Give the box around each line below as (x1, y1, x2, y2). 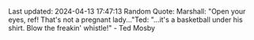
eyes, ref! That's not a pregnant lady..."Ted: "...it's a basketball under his (8, 15, 243, 24)
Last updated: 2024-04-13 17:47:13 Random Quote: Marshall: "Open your (8, 7, 246, 16)
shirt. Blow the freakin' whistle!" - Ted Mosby (8, 24, 156, 32)
